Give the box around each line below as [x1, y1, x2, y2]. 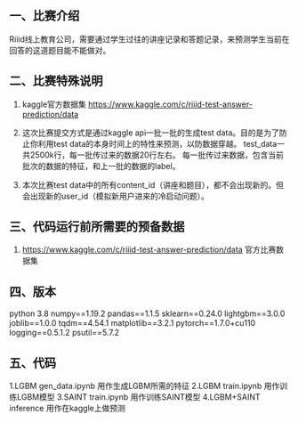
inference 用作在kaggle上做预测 [9, 403, 126, 414]
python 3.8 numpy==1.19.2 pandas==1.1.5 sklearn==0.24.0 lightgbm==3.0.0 [9, 308, 286, 319]
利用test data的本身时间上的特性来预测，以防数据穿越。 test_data [37, 138, 278, 149]
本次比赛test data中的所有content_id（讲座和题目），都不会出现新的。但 [21, 179, 285, 190]
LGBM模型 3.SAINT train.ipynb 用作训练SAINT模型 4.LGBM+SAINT [16, 392, 261, 402]
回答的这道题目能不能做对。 [9, 45, 111, 55]
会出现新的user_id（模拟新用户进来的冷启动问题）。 [21, 191, 209, 201]
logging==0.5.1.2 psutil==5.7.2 [9, 328, 120, 338]
